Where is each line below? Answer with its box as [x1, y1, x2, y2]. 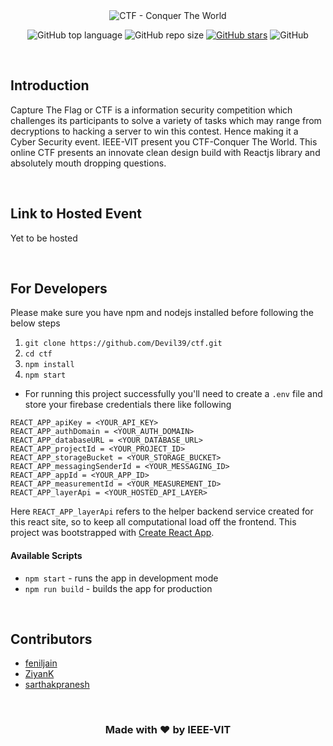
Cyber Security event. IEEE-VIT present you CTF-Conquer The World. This [10, 135, 318, 148]
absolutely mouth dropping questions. [10, 157, 167, 169]
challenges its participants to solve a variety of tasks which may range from [10, 114, 322, 126]
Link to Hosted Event [10, 205, 142, 223]
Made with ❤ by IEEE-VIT [104, 723, 232, 737]
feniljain [24, 657, 58, 669]
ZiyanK [24, 668, 55, 680]
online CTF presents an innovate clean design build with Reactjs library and [10, 146, 321, 158]
